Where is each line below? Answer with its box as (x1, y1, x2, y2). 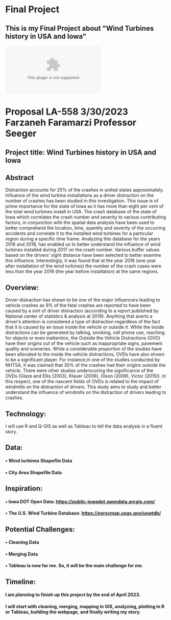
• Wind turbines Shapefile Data (5, 458, 72, 463)
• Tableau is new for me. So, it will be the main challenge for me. (5, 563, 144, 569)
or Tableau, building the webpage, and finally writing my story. (5, 609, 141, 615)
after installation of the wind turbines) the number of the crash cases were (5, 263, 162, 269)
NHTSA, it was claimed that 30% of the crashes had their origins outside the (5, 362, 166, 368)
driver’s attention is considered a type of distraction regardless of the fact (5, 319, 160, 325)
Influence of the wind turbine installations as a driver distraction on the (5, 192, 154, 198)
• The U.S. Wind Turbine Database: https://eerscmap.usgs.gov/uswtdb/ (5, 510, 161, 516)
